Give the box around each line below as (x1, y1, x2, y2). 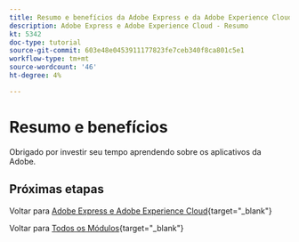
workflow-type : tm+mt (9, 54, 90, 63)
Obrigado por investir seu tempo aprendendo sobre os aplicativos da (9, 146, 262, 157)
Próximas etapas (9, 181, 104, 197)
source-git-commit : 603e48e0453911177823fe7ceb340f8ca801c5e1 (9, 46, 245, 55)
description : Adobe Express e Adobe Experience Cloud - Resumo (9, 21, 249, 30)
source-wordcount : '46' (9, 63, 98, 72)
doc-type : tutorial (9, 37, 82, 47)
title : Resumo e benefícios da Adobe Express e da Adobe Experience (9, 12, 269, 22)
